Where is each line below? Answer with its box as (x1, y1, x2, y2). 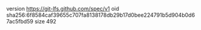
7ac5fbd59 (6, 18, 33, 25)
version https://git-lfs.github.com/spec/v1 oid (6, 5, 120, 12)
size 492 (34, 18, 56, 25)
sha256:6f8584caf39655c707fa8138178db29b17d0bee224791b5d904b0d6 (6, 11, 196, 19)
